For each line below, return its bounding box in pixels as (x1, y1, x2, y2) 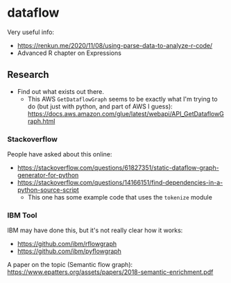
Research (7, 69, 50, 81)
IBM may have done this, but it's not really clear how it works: (7, 226, 183, 234)
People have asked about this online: (7, 150, 112, 159)
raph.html (27, 117, 55, 125)
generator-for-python (17, 171, 79, 179)
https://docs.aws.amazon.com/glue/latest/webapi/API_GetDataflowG (27, 109, 224, 118)
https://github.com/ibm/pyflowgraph (17, 247, 121, 255)
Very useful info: (7, 28, 54, 36)
